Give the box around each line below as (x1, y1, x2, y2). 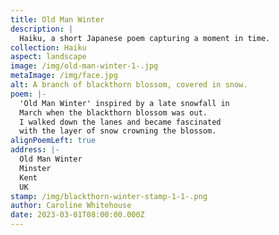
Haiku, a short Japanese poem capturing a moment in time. (19, 33, 271, 43)
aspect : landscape (10, 52, 87, 62)
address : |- (10, 145, 60, 155)
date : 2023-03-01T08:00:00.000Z (10, 210, 145, 220)
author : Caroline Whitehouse (10, 201, 132, 211)
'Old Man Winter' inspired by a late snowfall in (19, 98, 230, 108)
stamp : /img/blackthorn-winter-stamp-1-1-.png (10, 191, 208, 201)
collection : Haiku (10, 42, 87, 53)
